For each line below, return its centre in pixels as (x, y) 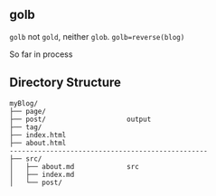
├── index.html (38, 135)
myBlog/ (24, 103)
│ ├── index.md (42, 174)
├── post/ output (80, 119)
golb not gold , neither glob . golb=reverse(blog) (97, 36)
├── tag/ (26, 127)
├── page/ (28, 111)
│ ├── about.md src (75, 166)
